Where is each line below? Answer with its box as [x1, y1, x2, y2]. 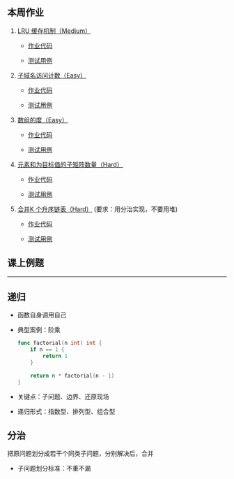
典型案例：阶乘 [17, 326, 61, 334]
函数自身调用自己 [17, 310, 67, 320]
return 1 [42, 352, 68, 360]
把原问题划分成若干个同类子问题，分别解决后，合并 [7, 450, 154, 458]
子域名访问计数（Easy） [17, 71, 87, 79]
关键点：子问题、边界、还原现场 [17, 392, 109, 401]
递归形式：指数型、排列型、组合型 [17, 407, 116, 415]
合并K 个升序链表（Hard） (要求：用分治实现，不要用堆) [17, 205, 178, 213]
